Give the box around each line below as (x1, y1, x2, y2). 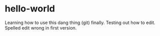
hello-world (5, 3, 56, 14)
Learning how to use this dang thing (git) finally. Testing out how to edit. (5, 19, 156, 25)
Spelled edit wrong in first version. (5, 24, 77, 30)
